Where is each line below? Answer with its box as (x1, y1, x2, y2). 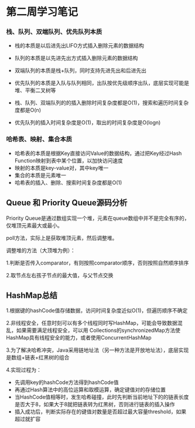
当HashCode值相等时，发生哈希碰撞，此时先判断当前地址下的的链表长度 (14, 393, 189, 400)
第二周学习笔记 (6, 5, 78, 19)
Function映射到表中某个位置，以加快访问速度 (14, 157, 123, 164)
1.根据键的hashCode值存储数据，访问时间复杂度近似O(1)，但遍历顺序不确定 (6, 307, 188, 314)
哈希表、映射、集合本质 (6, 135, 72, 144)
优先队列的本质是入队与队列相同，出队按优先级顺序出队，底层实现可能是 (14, 80, 189, 87)
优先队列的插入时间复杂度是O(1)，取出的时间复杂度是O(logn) (14, 119, 161, 126)
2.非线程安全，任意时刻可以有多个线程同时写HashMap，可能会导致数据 (6, 320, 177, 327)
